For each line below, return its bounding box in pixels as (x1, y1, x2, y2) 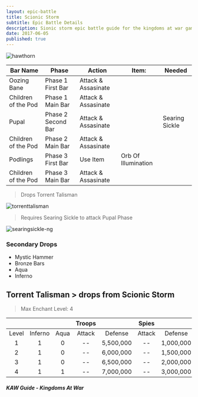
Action (88, 66, 107, 74)
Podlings (9, 155, 34, 163)
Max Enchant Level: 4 (20, 305, 74, 313)
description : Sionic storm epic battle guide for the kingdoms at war (6, 25, 183, 31)
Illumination (120, 159, 153, 167)
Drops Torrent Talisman (20, 191, 78, 198)
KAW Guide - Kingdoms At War (6, 384, 84, 391)
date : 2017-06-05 (6, 31, 49, 37)
